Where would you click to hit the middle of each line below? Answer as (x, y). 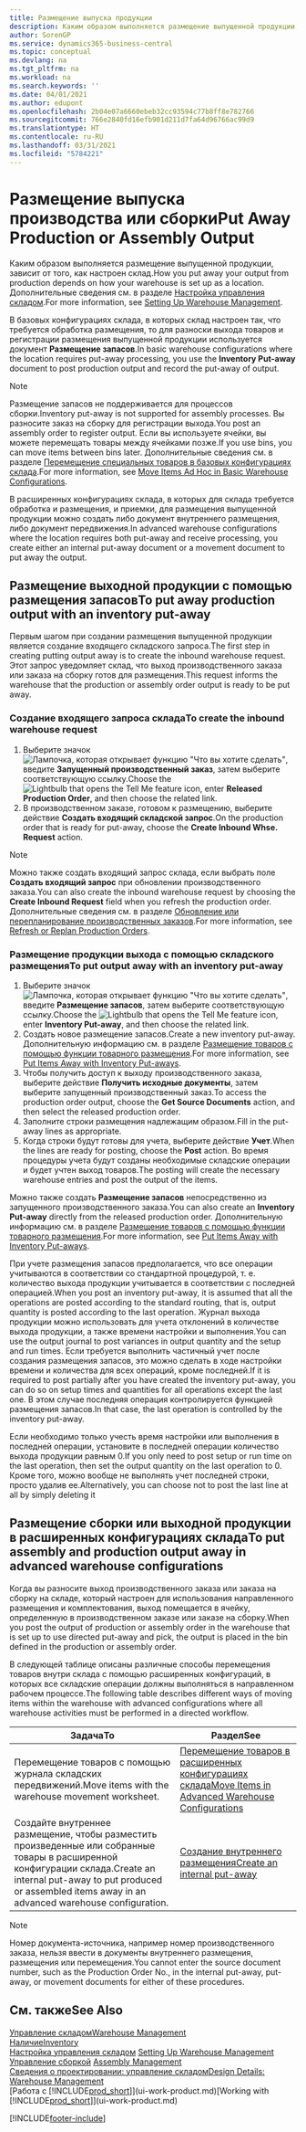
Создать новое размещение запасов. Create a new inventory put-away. (159, 1034)
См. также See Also (66, 2011)
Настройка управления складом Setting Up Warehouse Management (142, 2052)
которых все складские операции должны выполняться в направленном (152, 1683)
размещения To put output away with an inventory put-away (147, 966)
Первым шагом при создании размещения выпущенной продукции (141, 637)
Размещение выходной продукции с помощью (151, 586)
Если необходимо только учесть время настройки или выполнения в (144, 1436)
